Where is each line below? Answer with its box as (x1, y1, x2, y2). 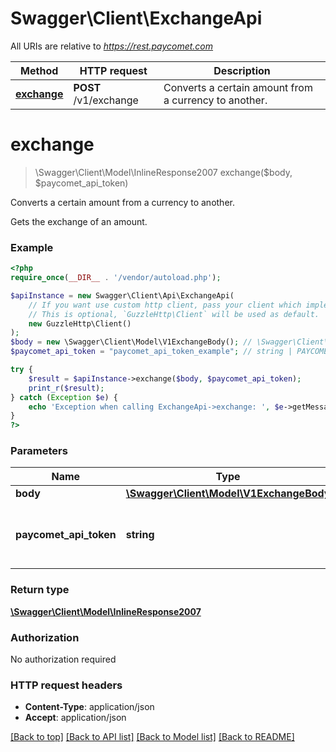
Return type (10, 583, 70, 597)
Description (213, 63, 271, 77)
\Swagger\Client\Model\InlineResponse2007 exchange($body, (34, 166, 293, 178)
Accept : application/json (24, 712, 127, 724)
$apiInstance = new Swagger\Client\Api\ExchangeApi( (10, 290, 235, 301)
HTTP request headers (10, 678, 123, 692)
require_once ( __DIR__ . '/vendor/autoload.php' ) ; (10, 273, 222, 283)
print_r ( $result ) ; (28, 383, 105, 393)
